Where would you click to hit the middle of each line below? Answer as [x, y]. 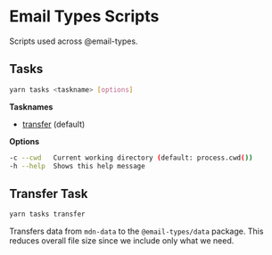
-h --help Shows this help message [77, 166]
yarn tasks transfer [48, 214]
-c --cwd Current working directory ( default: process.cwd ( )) [131, 158]
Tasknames [31, 107]
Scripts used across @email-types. [74, 41]
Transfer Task [49, 193]
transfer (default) [54, 124]
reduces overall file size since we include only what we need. [122, 241]
